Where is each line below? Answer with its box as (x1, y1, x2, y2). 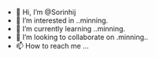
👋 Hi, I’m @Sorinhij (15, 8, 76, 16)
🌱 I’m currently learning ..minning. (15, 24, 126, 33)
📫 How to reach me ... (15, 42, 89, 50)
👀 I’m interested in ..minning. (15, 16, 109, 25)
